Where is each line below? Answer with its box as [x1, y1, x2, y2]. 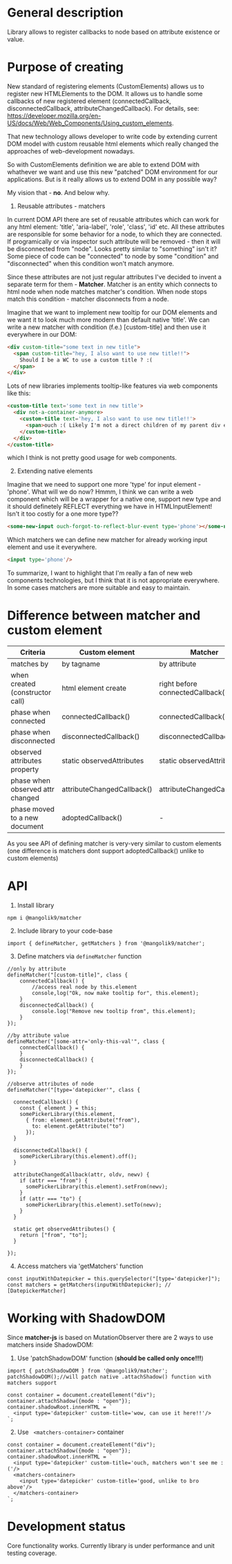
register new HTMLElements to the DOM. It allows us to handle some [7, 89, 203, 97]
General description [7, 5, 124, 21]
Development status [7, 1519, 126, 1534]
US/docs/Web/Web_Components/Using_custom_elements [7, 119, 173, 127]
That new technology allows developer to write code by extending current [7, 132, 217, 140]
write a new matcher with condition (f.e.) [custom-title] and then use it [7, 323, 206, 331]
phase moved [10, 804, 55, 814]
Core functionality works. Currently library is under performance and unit [7, 1541, 215, 1549]
